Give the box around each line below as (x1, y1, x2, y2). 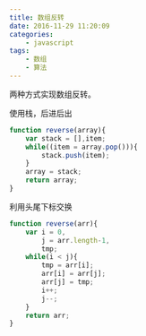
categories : (9, 30, 54, 39)
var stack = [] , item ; (25, 134, 106, 143)
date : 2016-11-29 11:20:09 (9, 22, 110, 30)
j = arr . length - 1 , (41, 236, 110, 245)
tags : (9, 47, 30, 56)
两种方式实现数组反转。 (9, 89, 96, 99)
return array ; (25, 176, 78, 185)
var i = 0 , (25, 228, 66, 237)
